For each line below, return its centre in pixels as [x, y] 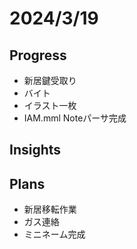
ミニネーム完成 [54, 234]
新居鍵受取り [50, 80]
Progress [38, 55]
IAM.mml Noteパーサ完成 [75, 118]
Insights [35, 150]
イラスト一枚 [50, 105]
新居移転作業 [50, 209]
